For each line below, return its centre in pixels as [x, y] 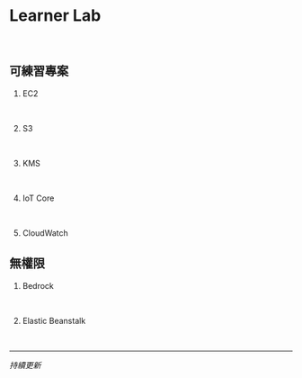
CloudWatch [45, 233]
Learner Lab [55, 16]
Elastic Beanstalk [54, 320]
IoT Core [38, 198]
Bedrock [38, 285]
